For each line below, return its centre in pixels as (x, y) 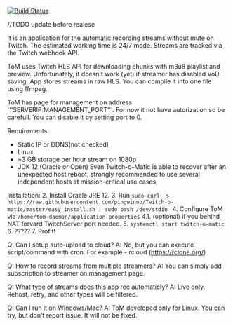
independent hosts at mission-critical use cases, (87, 182)
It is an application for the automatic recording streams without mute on (111, 38)
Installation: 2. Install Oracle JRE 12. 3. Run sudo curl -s (88, 195)
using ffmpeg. (27, 89)
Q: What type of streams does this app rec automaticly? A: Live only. (106, 287)
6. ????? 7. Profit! (32, 231)
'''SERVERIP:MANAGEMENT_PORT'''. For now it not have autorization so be (116, 110)
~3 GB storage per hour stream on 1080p (77, 159)
